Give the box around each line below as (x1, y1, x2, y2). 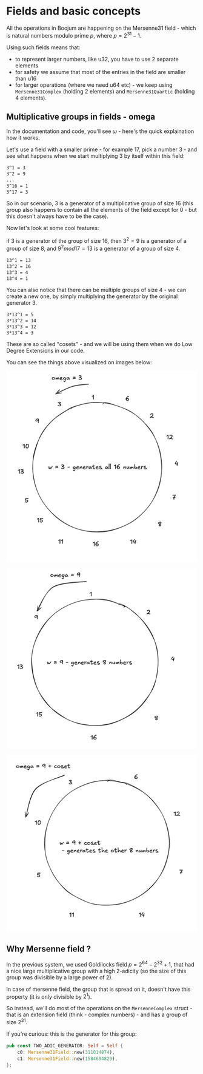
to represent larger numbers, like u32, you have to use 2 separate (15, 55, 179, 63)
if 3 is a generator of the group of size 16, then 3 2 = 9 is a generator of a (6, 236, 187, 245)
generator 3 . (6, 299, 38, 306)
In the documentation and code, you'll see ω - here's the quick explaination (6, 127, 195, 135)
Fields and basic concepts (6, 4, 141, 18)
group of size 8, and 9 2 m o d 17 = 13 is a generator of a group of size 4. (6, 244, 181, 252)
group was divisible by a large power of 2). (6, 973, 113, 981)
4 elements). (15, 94, 47, 101)
